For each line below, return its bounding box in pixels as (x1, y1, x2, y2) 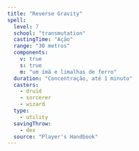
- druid (20, 88, 42, 95)
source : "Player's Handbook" (13, 133, 98, 140)
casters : (13, 81, 39, 88)
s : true (20, 62, 42, 69)
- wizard (20, 101, 45, 108)
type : (13, 107, 30, 114)
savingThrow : (13, 120, 52, 127)
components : (13, 49, 49, 56)
